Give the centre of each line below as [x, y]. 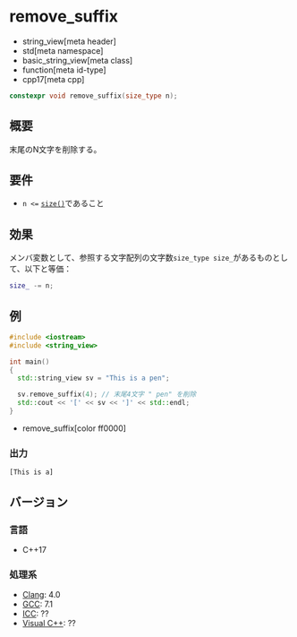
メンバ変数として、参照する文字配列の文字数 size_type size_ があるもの [141, 258]
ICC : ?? [35, 614]
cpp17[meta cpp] [53, 79]
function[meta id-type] [64, 70]
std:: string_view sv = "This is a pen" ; [93, 378]
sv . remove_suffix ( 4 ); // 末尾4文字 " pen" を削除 [107, 395]
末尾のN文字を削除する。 [55, 149]
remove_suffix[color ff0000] [74, 428]
